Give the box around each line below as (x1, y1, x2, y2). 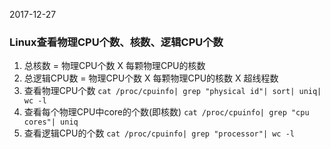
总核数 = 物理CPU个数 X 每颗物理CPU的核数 (23, 60, 206, 72)
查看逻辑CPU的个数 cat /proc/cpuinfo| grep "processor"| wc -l (23, 127, 295, 139)
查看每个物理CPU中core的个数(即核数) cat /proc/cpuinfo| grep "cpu (23, 106, 310, 118)
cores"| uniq (23, 117, 79, 128)
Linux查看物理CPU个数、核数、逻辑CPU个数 (9, 35, 224, 49)
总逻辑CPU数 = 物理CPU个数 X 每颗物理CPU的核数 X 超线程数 (23, 72, 279, 84)
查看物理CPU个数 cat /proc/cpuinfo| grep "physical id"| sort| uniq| (23, 85, 322, 97)
